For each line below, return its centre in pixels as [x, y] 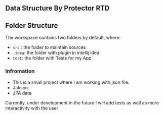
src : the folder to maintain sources [49, 47]
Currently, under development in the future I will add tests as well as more [82, 102]
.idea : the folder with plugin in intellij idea [56, 53]
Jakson [20, 87]
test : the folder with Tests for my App [52, 58]
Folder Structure [32, 25]
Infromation [20, 71]
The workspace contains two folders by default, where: [63, 38]
